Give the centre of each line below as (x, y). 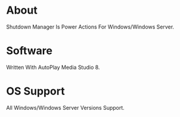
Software (29, 51)
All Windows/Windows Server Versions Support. (66, 107)
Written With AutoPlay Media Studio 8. (53, 67)
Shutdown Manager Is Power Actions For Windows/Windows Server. (90, 27)
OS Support (35, 91)
